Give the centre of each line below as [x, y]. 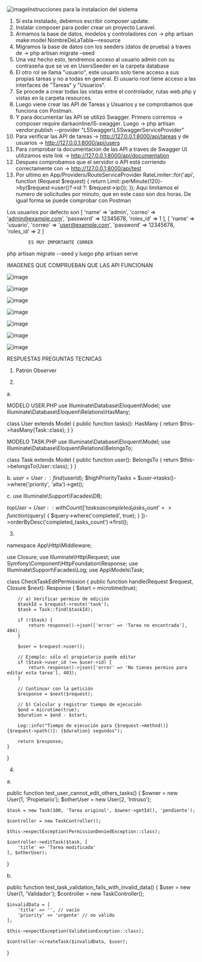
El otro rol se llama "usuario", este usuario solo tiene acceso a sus [97, 72]
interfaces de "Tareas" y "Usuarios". [60, 85]
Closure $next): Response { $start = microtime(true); [72, 587]
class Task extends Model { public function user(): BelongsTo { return [93, 460]
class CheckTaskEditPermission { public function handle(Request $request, [100, 581]
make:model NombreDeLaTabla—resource [68, 40]
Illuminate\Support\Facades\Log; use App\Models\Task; [76, 569]
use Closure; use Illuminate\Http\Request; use [63, 557]
